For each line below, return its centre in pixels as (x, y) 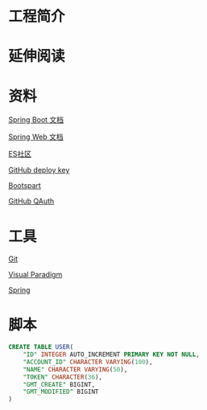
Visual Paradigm (35, 275)
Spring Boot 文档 (36, 120)
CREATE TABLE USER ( (41, 347)
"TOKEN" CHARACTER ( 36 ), (63, 377)
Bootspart (25, 186)
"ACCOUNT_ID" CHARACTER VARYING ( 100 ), (88, 362)
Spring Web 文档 (36, 137)
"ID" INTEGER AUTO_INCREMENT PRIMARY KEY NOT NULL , (111, 355)
